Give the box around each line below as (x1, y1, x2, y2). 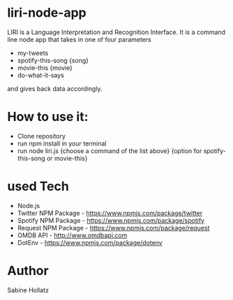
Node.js (17, 201, 40, 210)
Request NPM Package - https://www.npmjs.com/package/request (17, 223, 210, 232)
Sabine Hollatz (7, 285, 49, 294)
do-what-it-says (17, 71, 64, 79)
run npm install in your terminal (17, 139, 107, 148)
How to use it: (7, 109, 89, 125)
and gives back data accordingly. (7, 84, 103, 93)
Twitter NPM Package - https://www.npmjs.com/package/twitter (17, 209, 203, 217)
